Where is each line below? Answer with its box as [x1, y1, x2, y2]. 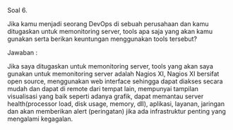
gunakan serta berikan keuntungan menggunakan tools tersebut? [7, 35, 198, 43]
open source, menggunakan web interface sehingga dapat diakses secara [7, 77, 224, 85]
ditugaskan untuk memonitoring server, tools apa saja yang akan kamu [7, 28, 213, 35]
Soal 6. [7, 6, 28, 14]
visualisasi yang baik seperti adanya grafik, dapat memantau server [7, 92, 204, 100]
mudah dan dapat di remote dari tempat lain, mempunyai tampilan [7, 85, 199, 93]
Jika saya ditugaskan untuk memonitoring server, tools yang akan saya [7, 62, 214, 70]
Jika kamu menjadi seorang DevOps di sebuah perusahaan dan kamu [7, 20, 209, 28]
